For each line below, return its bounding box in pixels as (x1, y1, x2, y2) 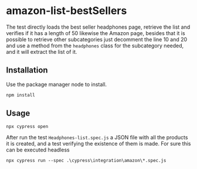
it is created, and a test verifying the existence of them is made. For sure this (6, 140, 191, 147)
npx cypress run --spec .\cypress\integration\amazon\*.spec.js (6, 158, 167, 164)
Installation (6, 65, 48, 75)
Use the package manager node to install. (6, 81, 107, 88)
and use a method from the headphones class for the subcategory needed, (6, 42, 184, 49)
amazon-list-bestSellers (6, 4, 127, 18)
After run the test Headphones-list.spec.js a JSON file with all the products (6, 134, 188, 141)
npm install (6, 92, 35, 98)
